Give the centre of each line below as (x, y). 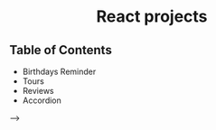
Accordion (42, 100)
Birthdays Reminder (59, 71)
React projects (152, 17)
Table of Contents (61, 50)
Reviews (38, 91)
